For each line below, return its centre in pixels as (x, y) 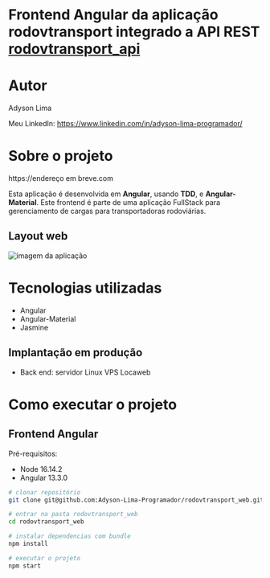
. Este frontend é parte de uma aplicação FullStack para (128, 203)
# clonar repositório (45, 492)
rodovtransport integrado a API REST (134, 32)
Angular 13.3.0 (44, 478)
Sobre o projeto (61, 156)
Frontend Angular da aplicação (113, 15)
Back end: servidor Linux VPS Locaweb (85, 372)
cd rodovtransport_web (46, 522)
